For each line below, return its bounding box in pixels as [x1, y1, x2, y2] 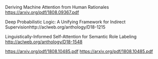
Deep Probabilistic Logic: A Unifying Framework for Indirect [5, 19, 126, 25]
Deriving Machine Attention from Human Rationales [5, 4, 109, 10]
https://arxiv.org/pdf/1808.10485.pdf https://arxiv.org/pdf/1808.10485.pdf [5, 49, 154, 54]
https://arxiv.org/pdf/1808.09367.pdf [5, 9, 79, 15]
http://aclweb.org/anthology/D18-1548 [5, 39, 83, 45]
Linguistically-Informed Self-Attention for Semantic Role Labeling [5, 34, 137, 39]
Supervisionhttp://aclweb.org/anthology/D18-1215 [5, 24, 106, 30]
